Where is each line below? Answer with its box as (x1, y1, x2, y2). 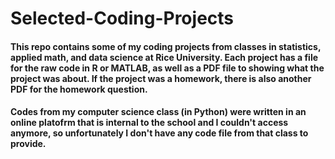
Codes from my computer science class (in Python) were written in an (10, 106, 307, 118)
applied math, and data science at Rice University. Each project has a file (10, 51, 319, 63)
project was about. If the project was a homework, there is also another (10, 72, 312, 84)
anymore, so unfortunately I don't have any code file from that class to (10, 127, 309, 139)
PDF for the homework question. (10, 83, 148, 95)
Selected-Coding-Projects (10, 7, 235, 30)
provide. (10, 138, 47, 150)
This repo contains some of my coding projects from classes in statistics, (10, 40, 322, 52)
